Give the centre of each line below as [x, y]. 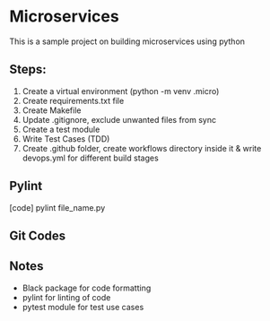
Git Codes [38, 235]
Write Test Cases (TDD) [66, 139]
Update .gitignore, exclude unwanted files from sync [119, 119]
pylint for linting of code [66, 297]
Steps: [28, 69]
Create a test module [61, 129]
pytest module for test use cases [83, 307]
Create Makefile [52, 110]
